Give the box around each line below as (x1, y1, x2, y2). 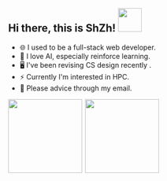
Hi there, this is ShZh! (8, 21, 117, 35)
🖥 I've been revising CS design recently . (19, 60, 152, 69)
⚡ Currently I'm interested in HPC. (19, 72, 130, 81)
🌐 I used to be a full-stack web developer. (19, 42, 156, 52)
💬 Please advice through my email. (19, 83, 132, 93)
